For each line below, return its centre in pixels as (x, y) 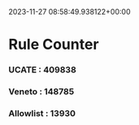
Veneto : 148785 (41, 92)
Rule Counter (54, 45)
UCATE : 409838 (43, 70)
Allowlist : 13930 (42, 113)
